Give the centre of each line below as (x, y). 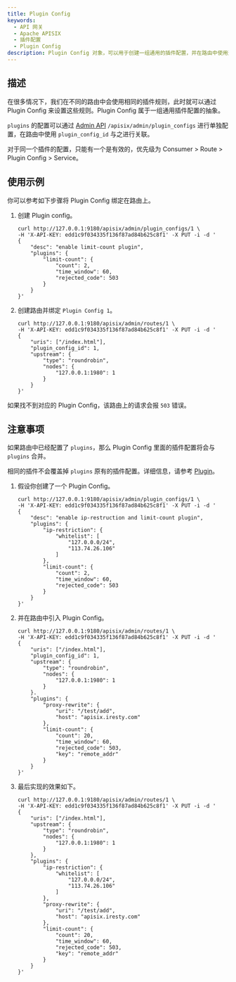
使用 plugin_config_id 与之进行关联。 (99, 134)
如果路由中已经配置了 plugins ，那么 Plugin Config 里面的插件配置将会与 (111, 448)
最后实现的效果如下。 (48, 787)
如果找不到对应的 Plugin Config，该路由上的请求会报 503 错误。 (99, 405)
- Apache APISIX (37, 33)
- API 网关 (28, 27)
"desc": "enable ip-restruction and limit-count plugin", (117, 518)
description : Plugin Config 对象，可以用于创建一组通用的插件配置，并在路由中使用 (118, 53)
